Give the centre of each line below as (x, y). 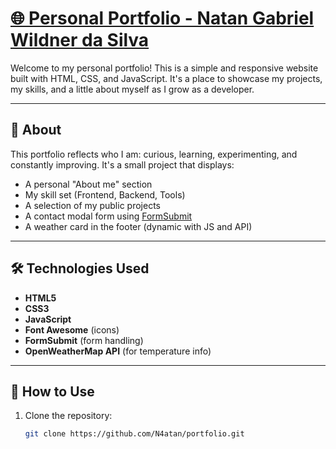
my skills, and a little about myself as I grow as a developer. (132, 89)
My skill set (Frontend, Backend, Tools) (105, 194)
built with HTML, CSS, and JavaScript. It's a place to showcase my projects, (166, 78)
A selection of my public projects (92, 205)
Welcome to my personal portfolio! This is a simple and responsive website (164, 68)
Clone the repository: (68, 416)
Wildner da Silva (80, 40)
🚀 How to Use (52, 391)
